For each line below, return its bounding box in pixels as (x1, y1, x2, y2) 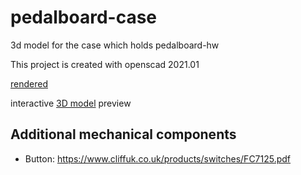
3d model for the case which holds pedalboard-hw (10, 39, 220, 51)
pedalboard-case (10, 6, 158, 29)
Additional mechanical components (10, 126, 237, 143)
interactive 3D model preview (10, 97, 132, 109)
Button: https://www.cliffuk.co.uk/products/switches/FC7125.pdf (24, 152, 292, 165)
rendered (10, 77, 48, 90)
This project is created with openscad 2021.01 (10, 58, 200, 70)
